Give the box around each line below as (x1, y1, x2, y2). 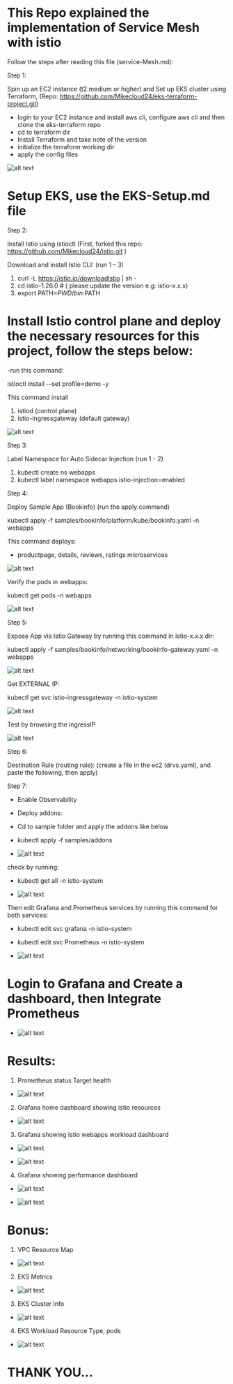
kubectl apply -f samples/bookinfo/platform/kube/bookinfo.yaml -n (7, 516, 200, 524)
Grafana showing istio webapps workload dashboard (17, 1130, 169, 1138)
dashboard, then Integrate (7, 991, 161, 1006)
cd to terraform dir (17, 128, 71, 136)
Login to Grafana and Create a (7, 976, 183, 992)
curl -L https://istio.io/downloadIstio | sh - (17, 274, 137, 282)
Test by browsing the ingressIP (7, 720, 96, 729)
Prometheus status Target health (17, 1076, 111, 1085)
